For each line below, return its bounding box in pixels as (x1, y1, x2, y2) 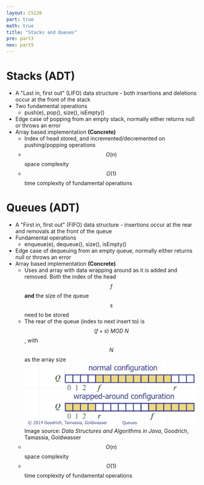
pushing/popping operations (24, 141, 96, 148)
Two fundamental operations (15, 102, 88, 109)
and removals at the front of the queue (15, 227, 113, 235)
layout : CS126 (6, 10, 43, 16)
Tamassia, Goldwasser (24, 434, 81, 441)
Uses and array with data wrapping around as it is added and (24, 266, 178, 274)
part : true (6, 16, 34, 23)
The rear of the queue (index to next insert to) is (24, 318, 145, 325)
